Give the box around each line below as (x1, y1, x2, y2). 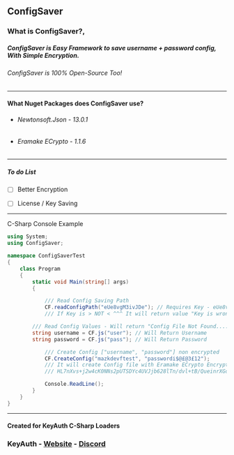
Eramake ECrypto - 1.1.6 (17, 137, 86, 145)
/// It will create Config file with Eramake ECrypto (44, 361, 204, 368)
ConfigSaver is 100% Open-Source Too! (7, 69, 123, 77)
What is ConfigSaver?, (7, 27, 86, 36)
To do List (7, 167, 36, 176)
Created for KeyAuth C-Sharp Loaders (7, 422, 120, 430)
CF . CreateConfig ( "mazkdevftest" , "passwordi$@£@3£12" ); (44, 355, 210, 362)
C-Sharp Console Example (7, 220, 84, 228)
